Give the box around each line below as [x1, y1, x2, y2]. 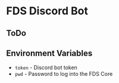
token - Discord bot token [14, 64, 77, 71]
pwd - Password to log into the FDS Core [14, 70, 113, 78]
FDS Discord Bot [6, 4, 88, 18]
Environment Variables [6, 48, 93, 58]
